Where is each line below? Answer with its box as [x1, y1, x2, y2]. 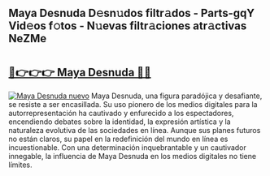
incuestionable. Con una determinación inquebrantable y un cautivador [8, 143, 246, 152]
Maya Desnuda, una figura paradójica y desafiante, [90, 91, 263, 101]
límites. [8, 160, 33, 170]
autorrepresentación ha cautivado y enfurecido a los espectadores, [8, 109, 234, 118]
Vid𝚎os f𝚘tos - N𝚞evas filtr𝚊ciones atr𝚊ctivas [8, 19, 247, 33]
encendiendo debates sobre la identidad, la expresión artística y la [8, 117, 231, 127]
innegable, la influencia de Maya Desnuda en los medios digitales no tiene [8, 152, 257, 161]
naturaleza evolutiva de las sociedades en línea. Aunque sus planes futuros [8, 126, 261, 135]
